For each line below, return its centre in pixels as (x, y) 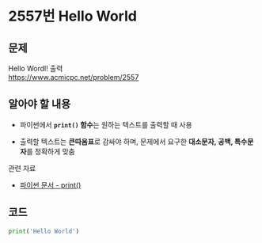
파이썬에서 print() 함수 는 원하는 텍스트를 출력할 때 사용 (106, 124)
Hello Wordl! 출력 (36, 68)
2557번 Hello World (72, 16)
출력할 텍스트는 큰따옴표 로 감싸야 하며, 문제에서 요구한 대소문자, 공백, (126, 141)
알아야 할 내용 (40, 104)
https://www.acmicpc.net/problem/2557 (74, 77)
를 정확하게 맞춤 (51, 151)
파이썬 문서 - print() (50, 185)
